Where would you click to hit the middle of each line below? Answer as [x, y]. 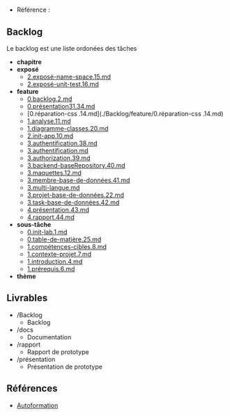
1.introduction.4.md [55, 262]
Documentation [49, 337]
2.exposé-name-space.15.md [69, 77]
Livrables [27, 298]
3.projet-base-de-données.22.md [76, 195]
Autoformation [37, 405]
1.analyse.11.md [49, 121]
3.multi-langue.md [53, 187]
